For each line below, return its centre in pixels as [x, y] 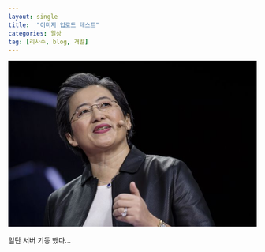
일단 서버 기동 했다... [39, 240]
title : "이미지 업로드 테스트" [54, 25]
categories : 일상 [35, 33]
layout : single [33, 17]
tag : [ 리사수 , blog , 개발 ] [49, 42]
